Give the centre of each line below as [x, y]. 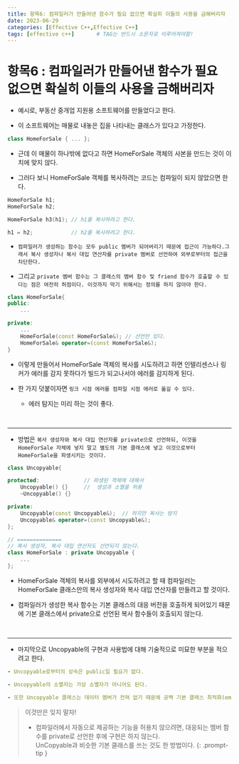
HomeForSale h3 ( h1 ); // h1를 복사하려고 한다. [72, 219]
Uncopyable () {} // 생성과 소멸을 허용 [81, 487]
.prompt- [216, 745]
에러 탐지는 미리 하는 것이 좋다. [71, 403]
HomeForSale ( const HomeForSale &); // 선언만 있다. [93, 336]
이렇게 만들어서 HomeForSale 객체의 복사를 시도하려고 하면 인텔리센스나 [118, 364]
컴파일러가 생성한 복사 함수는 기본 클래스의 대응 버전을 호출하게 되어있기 [117, 604]
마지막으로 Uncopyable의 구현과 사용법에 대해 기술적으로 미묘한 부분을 [116, 649]
